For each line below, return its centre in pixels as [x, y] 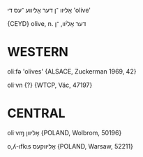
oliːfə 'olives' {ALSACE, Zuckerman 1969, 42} [72, 71]
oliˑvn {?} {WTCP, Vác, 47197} [50, 85]
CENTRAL [36, 113]
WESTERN [38, 52]
